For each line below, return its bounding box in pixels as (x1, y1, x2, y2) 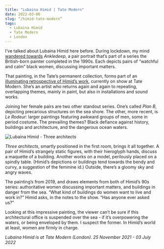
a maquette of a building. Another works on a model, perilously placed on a (5, 153, 157, 159)
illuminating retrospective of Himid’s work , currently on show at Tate (5, 78, 142, 84)
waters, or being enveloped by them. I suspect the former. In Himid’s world (5, 219, 156, 225)
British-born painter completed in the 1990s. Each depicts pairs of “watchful (5, 58, 159, 64)
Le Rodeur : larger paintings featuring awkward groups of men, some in (5, 114, 148, 120)
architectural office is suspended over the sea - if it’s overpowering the (5, 214, 148, 220)
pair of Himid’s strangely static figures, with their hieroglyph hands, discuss (5, 148, 157, 154)
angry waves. (5, 169, 33, 175)
